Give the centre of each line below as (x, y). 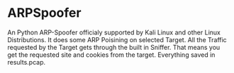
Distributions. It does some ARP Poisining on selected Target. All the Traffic (117, 39)
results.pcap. (27, 62)
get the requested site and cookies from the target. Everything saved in (111, 55)
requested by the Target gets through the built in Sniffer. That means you (114, 47)
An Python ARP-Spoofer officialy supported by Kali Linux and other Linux (114, 32)
